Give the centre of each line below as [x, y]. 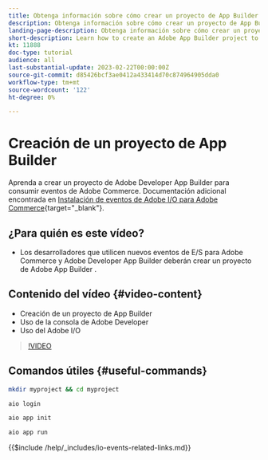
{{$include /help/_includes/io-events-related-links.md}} [100, 448]
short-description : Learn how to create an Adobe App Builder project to [134, 38]
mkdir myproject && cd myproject [64, 389]
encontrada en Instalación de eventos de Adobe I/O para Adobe [113, 199]
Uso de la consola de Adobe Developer [84, 322]
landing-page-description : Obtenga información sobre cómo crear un [124, 30]
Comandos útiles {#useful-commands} [108, 371]
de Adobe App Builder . [58, 269]
